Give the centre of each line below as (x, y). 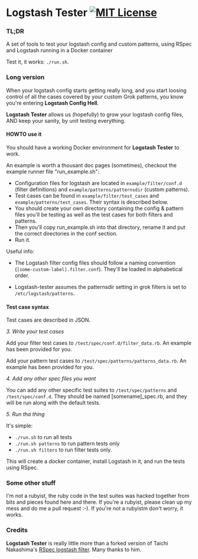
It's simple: (20, 426)
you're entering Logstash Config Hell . (53, 103)
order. (22, 275)
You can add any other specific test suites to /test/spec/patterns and (92, 390)
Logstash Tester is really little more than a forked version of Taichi (87, 543)
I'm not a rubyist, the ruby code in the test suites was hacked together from (98, 496)
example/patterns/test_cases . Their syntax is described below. (91, 202)
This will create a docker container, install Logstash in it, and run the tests (95, 461)
